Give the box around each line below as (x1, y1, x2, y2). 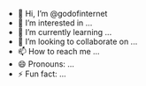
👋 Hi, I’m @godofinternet (17, 9, 108, 18)
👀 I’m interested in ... (17, 18, 93, 28)
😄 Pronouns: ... (17, 59, 75, 69)
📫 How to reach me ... (17, 47, 100, 56)
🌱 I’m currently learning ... (17, 27, 112, 37)
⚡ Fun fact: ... (17, 68, 66, 79)
